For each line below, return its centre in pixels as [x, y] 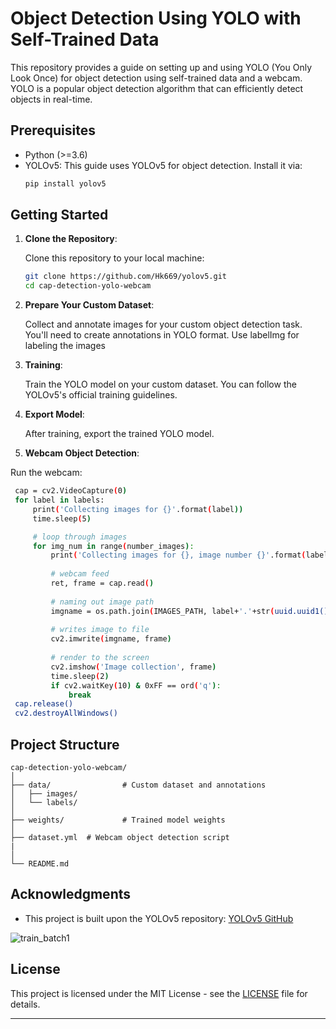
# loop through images [80, 537]
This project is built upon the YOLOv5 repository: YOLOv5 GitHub [159, 918]
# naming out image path [102, 602]
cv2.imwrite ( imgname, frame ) [111, 639]
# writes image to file [100, 630]
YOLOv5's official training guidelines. [101, 395]
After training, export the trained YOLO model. [119, 434]
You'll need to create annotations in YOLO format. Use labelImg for [162, 335]
